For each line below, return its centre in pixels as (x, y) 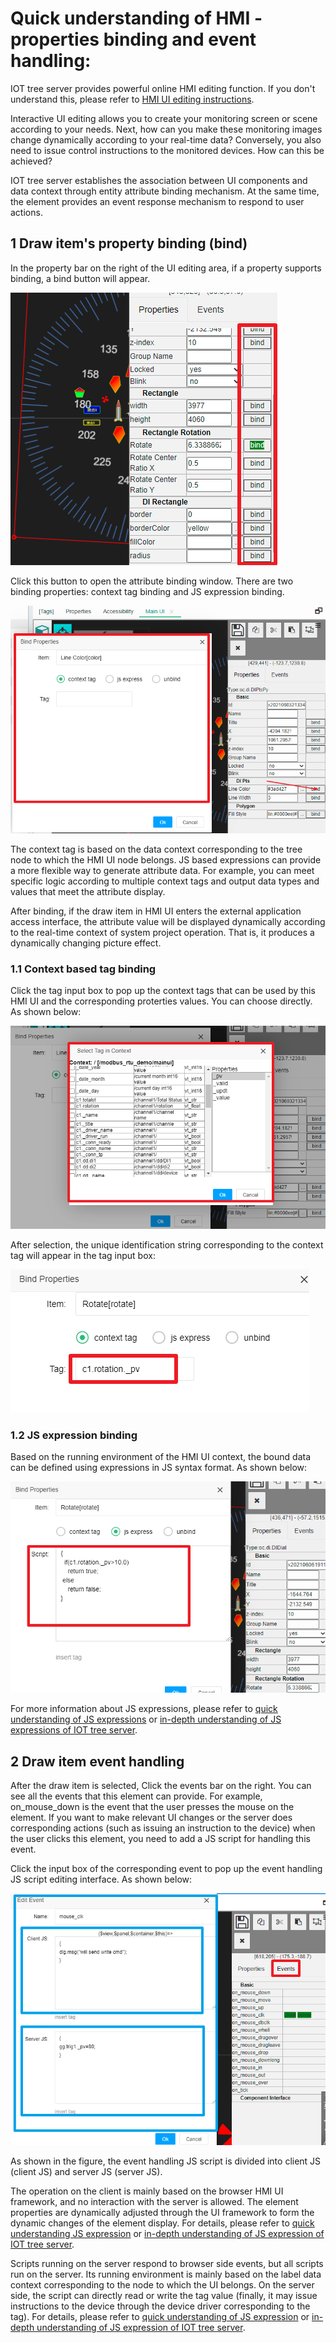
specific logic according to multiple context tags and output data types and (165, 881)
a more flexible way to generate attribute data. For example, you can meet (162, 871)
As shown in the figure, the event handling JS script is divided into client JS (166, 2161)
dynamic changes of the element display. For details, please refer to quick (162, 2223)
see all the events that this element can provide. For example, (136, 1796)
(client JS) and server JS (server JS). (86, 2172)
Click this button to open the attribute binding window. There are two (152, 581)
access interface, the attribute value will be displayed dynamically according (168, 922)
